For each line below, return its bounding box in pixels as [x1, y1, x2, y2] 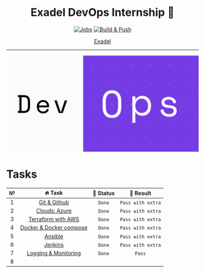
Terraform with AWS [28, 216, 79, 223]
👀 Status [92, 189, 115, 197]
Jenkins [43, 241, 64, 248]
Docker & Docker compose [20, 224, 88, 231]
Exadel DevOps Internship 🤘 [30, 5, 175, 20]
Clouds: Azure [36, 207, 72, 214]
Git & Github [38, 198, 69, 206]
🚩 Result [129, 189, 151, 197]
